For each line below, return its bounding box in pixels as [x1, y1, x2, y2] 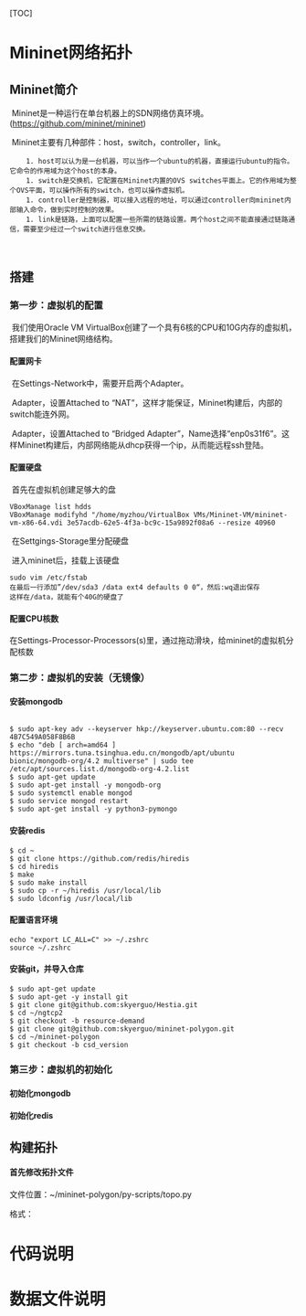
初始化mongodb [9, 1088, 71, 1098]
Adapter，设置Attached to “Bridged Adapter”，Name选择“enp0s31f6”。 [11, 428, 282, 439]
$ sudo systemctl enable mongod [9, 789, 132, 798]
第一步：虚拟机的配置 [9, 299, 103, 312]
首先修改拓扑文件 [9, 1167, 74, 1178]
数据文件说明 [9, 1289, 107, 1310]
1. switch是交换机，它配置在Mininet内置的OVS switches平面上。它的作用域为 [26, 176, 290, 186]
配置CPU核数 [9, 612, 59, 624]
